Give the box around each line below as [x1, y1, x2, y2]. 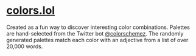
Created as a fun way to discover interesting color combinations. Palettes [6, 23, 191, 31]
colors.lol [6, 4, 55, 17]
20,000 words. [6, 43, 43, 50]
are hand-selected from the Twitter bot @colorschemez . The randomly [6, 30, 184, 37]
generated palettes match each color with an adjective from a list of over [6, 36, 189, 43]
